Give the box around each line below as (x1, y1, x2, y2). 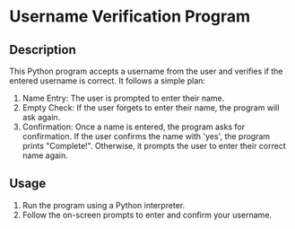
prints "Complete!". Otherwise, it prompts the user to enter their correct (22, 141, 287, 151)
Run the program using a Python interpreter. (22, 199, 186, 210)
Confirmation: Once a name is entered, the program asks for (22, 121, 245, 132)
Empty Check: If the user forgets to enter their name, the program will (22, 102, 280, 113)
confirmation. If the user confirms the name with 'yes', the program (22, 131, 271, 141)
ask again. (22, 112, 61, 122)
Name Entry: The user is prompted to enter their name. (22, 92, 225, 103)
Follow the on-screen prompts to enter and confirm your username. (22, 209, 272, 220)
